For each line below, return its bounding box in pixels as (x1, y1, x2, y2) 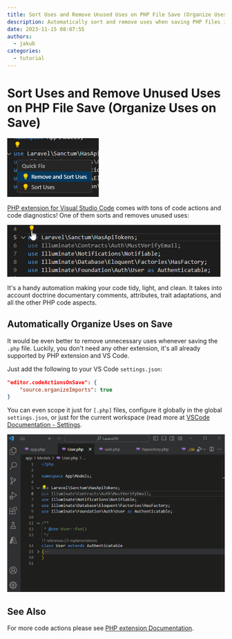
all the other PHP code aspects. (7, 298, 97, 307)
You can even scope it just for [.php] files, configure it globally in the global (7, 406, 222, 414)
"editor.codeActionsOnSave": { (7, 379, 97, 386)
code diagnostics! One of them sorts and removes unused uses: (7, 211, 190, 219)
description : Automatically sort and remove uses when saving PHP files (7, 18, 221, 26)
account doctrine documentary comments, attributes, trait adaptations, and (7, 291, 222, 299)
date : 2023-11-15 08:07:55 (7, 26, 85, 32)
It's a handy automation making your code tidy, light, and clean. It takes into (7, 283, 222, 292)
